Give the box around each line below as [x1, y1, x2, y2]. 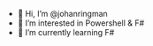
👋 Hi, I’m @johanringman [17, 9, 108, 19]
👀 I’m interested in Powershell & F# [17, 18, 145, 28]
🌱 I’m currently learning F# [17, 27, 115, 37]
